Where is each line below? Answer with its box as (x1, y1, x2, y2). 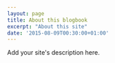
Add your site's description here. (7, 48, 100, 57)
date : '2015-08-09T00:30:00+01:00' (7, 29, 109, 37)
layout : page (7, 10, 45, 17)
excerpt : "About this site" (7, 23, 88, 30)
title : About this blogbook (7, 17, 88, 24)
